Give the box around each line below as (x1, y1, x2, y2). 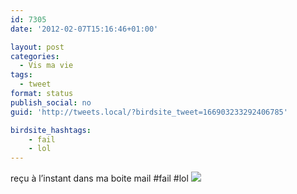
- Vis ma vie (19, 61, 74, 71)
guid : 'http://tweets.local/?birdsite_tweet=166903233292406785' (10, 107, 288, 117)
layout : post (10, 42, 65, 52)
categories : (10, 51, 60, 61)
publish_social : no (10, 97, 92, 108)
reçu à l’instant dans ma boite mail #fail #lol (10, 172, 189, 185)
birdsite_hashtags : (10, 125, 92, 135)
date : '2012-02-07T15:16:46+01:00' (10, 24, 159, 34)
